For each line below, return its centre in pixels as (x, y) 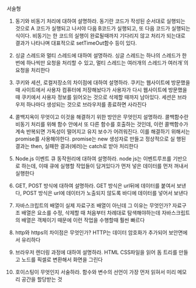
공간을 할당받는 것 (42, 279)
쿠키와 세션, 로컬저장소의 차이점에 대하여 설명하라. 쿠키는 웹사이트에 (92, 83)
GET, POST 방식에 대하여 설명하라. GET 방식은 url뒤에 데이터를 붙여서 (95, 186)
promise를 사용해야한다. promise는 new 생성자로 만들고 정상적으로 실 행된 (100, 139)
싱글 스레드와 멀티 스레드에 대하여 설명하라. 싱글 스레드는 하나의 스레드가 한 (101, 55)
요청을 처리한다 (32, 70)
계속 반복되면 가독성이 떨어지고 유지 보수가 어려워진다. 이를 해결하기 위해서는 (103, 131)
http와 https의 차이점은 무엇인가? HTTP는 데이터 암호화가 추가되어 (91, 232)
